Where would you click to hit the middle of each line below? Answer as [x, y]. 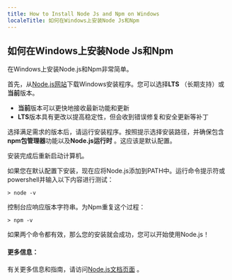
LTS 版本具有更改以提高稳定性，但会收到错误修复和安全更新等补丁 [113, 117]
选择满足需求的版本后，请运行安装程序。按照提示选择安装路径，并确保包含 [116, 132]
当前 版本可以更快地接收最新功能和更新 [73, 108]
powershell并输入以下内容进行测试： [60, 180]
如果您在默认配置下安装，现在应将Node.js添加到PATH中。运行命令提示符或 [116, 171]
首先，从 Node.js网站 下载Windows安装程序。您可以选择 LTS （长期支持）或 [116, 84]
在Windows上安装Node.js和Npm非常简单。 [70, 69]
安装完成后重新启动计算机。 [48, 156]
